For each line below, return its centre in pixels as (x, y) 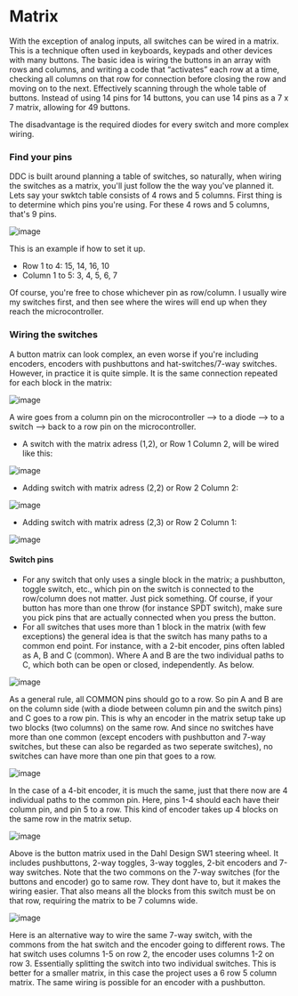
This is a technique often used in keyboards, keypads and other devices (141, 50)
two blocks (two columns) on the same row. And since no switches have (141, 727)
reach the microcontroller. (56, 312)
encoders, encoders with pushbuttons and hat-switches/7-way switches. (143, 363)
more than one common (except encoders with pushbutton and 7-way (138, 737)
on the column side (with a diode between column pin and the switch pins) (146, 709)
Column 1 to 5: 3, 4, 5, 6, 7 (70, 275)
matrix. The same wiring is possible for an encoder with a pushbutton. (137, 982)
